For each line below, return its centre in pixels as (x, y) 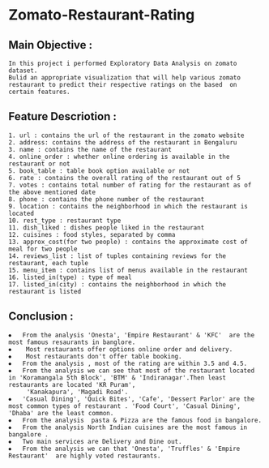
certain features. (39, 92)
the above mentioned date (52, 192)
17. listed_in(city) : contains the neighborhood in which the (117, 284)
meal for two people (43, 249)
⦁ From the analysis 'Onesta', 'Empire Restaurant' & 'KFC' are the (132, 335)
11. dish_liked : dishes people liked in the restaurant (107, 228)
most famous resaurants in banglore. (72, 342)
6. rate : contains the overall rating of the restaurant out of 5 (125, 178)
